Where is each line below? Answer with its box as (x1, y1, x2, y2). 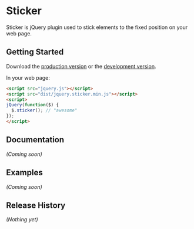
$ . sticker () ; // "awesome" (11, 107, 78, 113)
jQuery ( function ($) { (6, 102, 59, 108)
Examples (6, 168, 43, 178)
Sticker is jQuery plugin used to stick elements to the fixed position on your (6, 24, 188, 31)
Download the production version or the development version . (6, 63, 156, 70)
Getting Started (6, 47, 64, 57)
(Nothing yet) (6, 216, 38, 223)
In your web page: (6, 74, 50, 81)
